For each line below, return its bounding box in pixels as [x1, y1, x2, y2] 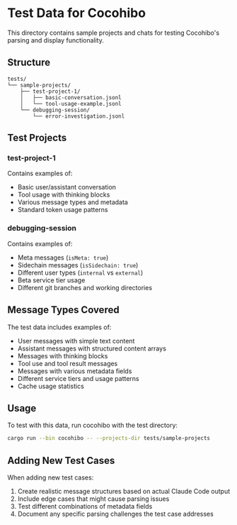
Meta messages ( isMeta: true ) [17, 253, 109, 262]
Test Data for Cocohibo [7, 5, 146, 21]
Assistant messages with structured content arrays [17, 344, 166, 353]
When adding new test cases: [7, 473, 94, 482]
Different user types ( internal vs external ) [17, 268, 144, 277]
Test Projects [7, 132, 67, 144]
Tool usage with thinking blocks [17, 190, 110, 199]
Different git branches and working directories [17, 283, 153, 292]
